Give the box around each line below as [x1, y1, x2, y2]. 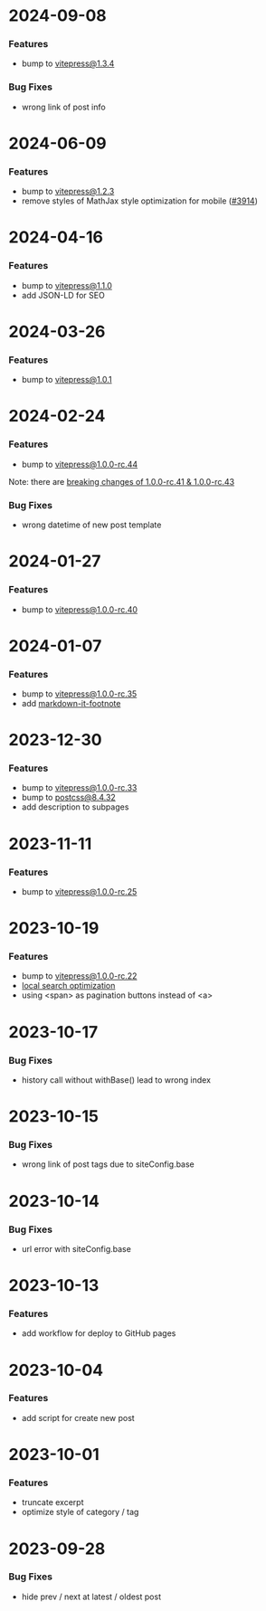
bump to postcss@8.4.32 [21, 792, 117, 803]
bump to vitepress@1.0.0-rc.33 [21, 782, 138, 793]
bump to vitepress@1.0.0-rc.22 [21, 971, 138, 981]
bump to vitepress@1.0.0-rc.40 [21, 603, 138, 615]
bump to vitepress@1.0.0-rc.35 [21, 688, 138, 699]
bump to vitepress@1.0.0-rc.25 [21, 886, 138, 896]
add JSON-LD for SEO [21, 289, 105, 300]
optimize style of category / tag [21, 1507, 139, 1518]
